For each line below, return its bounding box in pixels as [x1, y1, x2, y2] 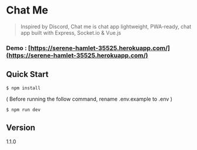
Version [6, 123, 35, 133]
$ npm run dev [6, 106, 41, 112]
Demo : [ [6, 44, 31, 52]
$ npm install [6, 85, 41, 91]
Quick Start [6, 69, 49, 79]
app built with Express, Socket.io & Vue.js [20, 29, 122, 36]
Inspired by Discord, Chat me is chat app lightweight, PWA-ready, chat [20, 23, 192, 30]
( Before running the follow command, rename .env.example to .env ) [6, 95, 172, 102]
